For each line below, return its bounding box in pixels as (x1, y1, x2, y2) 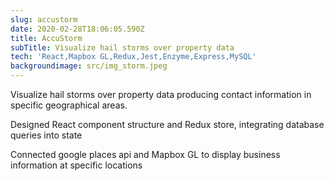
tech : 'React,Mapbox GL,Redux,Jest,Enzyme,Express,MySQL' (10, 52, 257, 62)
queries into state (10, 129, 83, 141)
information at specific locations (10, 159, 143, 171)
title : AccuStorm (10, 33, 83, 43)
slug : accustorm (10, 14, 78, 25)
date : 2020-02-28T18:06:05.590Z (10, 24, 145, 34)
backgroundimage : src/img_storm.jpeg (10, 61, 168, 71)
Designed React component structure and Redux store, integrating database (10, 119, 325, 130)
